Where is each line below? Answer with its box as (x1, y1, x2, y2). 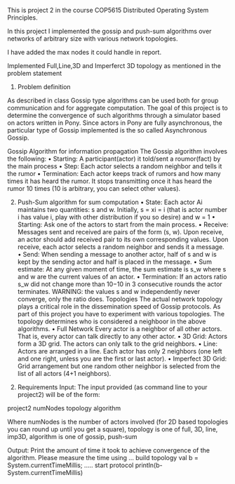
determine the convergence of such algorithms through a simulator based (7, 112, 221, 119)
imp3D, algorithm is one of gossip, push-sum (7, 433, 138, 441)
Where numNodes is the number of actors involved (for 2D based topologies (7, 417, 229, 426)
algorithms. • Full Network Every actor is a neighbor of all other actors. (17, 325, 222, 332)
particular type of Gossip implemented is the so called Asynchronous (7, 126, 207, 134)
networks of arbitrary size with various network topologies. (7, 34, 178, 43)
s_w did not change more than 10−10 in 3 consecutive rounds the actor (17, 280, 222, 288)
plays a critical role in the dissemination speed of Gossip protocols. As (17, 302, 221, 311)
